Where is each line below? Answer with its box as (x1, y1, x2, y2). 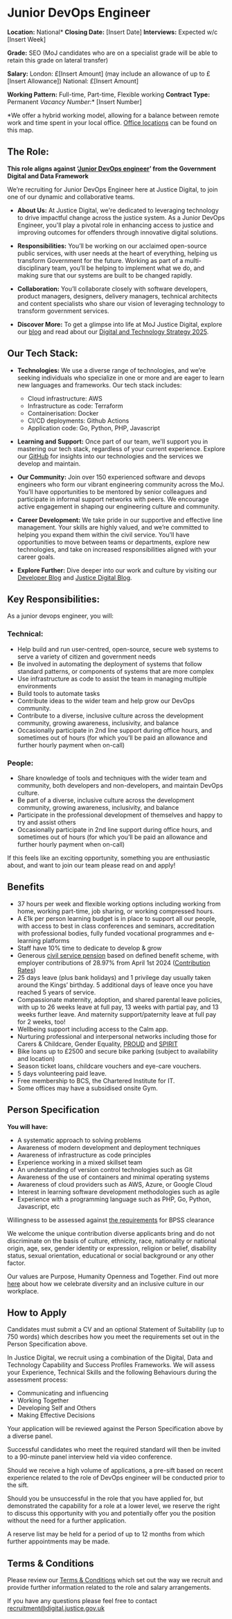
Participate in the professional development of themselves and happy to (17, 811, 223, 819)
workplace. (7, 1287, 39, 1295)
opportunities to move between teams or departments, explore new (17, 538, 210, 546)
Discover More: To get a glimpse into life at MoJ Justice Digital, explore (17, 320, 223, 328)
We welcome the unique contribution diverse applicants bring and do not (7, 1229, 215, 1237)
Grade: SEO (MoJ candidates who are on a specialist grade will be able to (7, 49, 218, 57)
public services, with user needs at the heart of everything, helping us (17, 248, 217, 257)
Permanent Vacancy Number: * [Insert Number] (7, 97, 142, 105)
